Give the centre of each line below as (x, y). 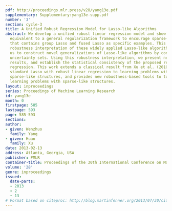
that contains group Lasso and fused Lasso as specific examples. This (88, 44)
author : (14, 124)
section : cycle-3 (24, 24)
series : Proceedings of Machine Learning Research (60, 91)
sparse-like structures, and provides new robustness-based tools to (85, 77)
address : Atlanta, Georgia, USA (40, 153)
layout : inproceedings (29, 86)
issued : (14, 177)
